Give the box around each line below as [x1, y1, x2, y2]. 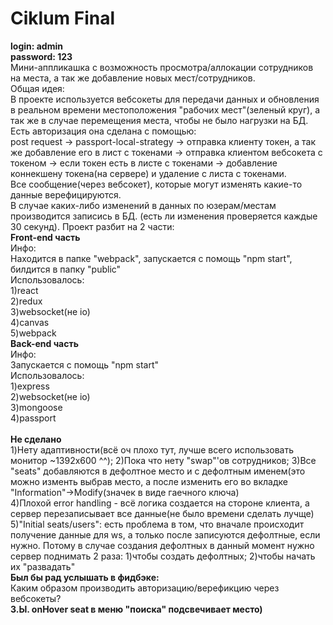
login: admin [10, 40, 63, 52]
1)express [10, 380, 50, 392]
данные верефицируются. [10, 188, 122, 201]
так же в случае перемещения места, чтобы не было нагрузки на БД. [10, 114, 309, 126]
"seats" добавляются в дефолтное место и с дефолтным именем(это [10, 465, 306, 477]
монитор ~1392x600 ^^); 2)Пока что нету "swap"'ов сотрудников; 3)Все [10, 454, 317, 466]
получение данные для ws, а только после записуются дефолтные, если [10, 528, 321, 541]
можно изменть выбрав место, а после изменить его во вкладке [10, 475, 288, 487]
